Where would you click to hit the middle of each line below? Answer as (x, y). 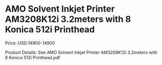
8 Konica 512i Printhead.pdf (33, 57)
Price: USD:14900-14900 (30, 43)
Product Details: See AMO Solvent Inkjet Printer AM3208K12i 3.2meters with (81, 52)
